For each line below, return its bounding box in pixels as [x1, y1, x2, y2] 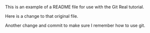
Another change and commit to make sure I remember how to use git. [5, 22, 146, 28]
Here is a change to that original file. [5, 13, 78, 19]
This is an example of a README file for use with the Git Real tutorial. [5, 4, 145, 10]
